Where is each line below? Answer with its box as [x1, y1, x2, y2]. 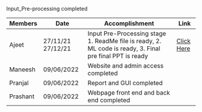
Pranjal [9, 79, 29, 87]
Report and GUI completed [87, 79, 164, 87]
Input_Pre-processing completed [6, 5, 88, 12]
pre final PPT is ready [87, 52, 148, 60]
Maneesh [9, 65, 36, 74]
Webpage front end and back [87, 89, 170, 96]
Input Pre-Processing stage [87, 29, 167, 38]
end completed [87, 96, 130, 104]
